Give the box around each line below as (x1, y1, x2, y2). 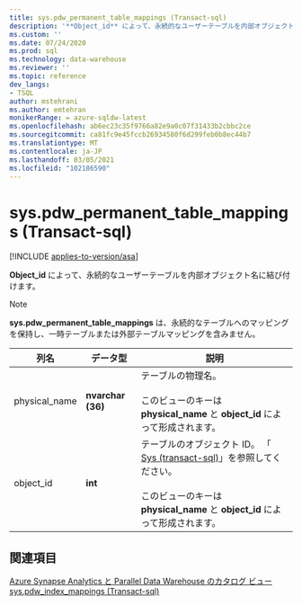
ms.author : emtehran (9, 105, 87, 114)
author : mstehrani (9, 96, 78, 106)
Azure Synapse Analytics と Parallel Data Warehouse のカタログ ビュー (9, 576, 272, 587)
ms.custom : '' (9, 30, 63, 39)
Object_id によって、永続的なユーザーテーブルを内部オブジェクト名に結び (9, 270, 283, 280)
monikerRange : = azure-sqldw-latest (9, 113, 147, 122)
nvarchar (85, 389, 126, 402)
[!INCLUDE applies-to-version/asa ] (9, 251, 139, 262)
